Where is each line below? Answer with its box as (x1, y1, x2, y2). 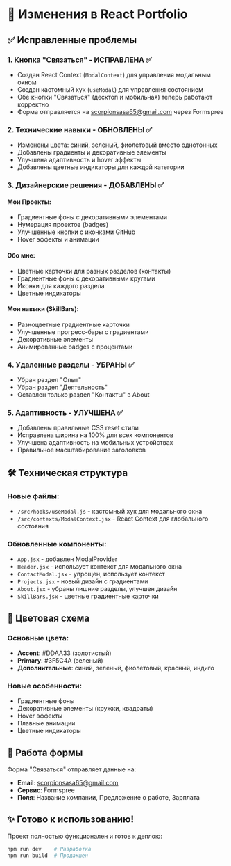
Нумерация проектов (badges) (17, 221, 109, 229)
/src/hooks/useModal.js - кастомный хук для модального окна (17, 507, 203, 515)
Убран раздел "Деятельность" (17, 383, 108, 391)
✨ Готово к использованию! (7, 814, 134, 826)
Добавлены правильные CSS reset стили (17, 424, 139, 432)
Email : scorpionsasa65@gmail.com (17, 779, 119, 787)
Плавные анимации (17, 719, 76, 727)
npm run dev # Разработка (7, 845, 92, 852)
